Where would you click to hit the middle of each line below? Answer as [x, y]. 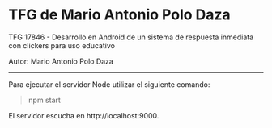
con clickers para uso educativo [62, 45]
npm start [44, 100]
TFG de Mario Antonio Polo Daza [119, 15]
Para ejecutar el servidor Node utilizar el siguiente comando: [109, 84]
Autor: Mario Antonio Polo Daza [61, 61]
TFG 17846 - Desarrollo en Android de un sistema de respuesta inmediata [131, 37]
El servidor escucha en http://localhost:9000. [84, 115]
